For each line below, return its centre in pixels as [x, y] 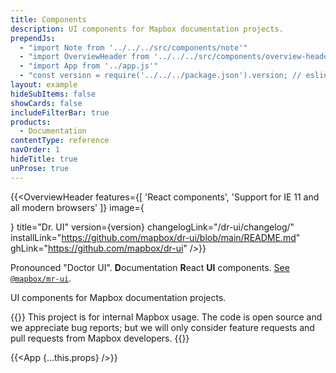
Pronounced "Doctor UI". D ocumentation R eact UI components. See [150, 267]
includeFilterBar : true [60, 112]
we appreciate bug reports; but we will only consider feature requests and [162, 327]
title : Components [48, 19]
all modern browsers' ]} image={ [77, 207]
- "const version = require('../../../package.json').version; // [160, 76]
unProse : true [40, 168]
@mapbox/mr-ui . [41, 278]
